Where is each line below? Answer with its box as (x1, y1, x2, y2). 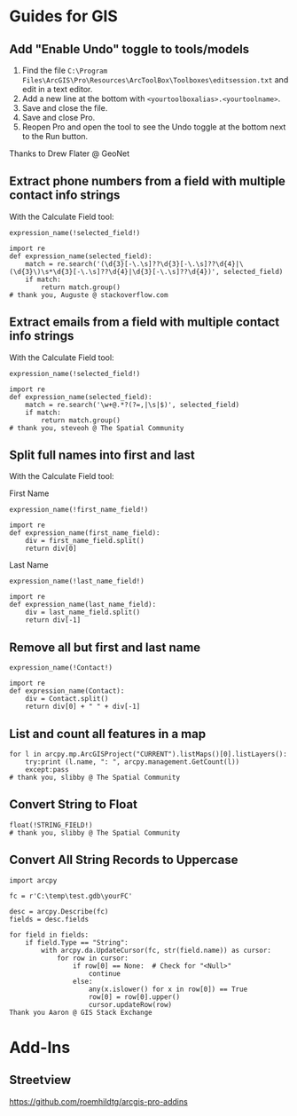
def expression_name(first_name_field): (9, 529, 161, 538)
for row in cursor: (56, 954, 129, 963)
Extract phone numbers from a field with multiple (9, 174, 286, 189)
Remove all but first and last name (9, 640, 201, 655)
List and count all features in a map (9, 726, 207, 742)
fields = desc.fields (9, 915, 90, 923)
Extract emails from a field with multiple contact (9, 315, 280, 330)
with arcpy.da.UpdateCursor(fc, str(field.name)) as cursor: (41, 946, 272, 955)
